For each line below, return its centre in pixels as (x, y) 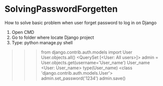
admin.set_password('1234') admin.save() (83, 78)
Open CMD (23, 32)
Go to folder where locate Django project (53, 37)
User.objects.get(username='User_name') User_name (95, 62)
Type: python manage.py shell (42, 42)
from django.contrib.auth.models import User (87, 52)
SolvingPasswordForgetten (61, 9)
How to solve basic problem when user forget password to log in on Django (81, 23)
